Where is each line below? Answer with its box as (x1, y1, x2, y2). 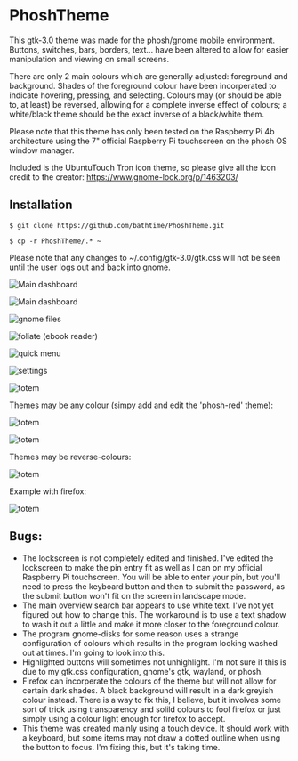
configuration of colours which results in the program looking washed (21, 637, 278, 648)
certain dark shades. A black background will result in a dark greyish (21, 684, 274, 695)
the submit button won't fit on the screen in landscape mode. (21, 590, 246, 601)
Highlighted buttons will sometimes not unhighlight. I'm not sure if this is (21, 656, 287, 668)
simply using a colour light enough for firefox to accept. (21, 713, 226, 724)
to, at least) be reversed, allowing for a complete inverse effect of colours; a (9, 99, 287, 109)
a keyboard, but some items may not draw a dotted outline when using (21, 732, 281, 743)
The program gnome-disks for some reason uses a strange (21, 628, 239, 639)
